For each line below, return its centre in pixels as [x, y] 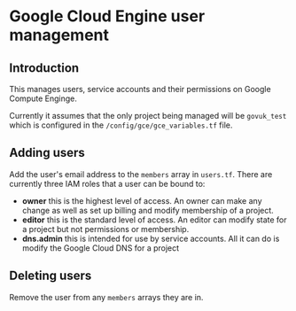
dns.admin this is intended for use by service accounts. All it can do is [151, 238]
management [59, 35]
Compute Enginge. [43, 98]
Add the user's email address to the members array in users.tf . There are [141, 174]
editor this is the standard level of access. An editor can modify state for [154, 220]
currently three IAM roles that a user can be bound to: [107, 183]
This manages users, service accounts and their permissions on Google [140, 89]
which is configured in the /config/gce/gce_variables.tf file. [121, 125]
